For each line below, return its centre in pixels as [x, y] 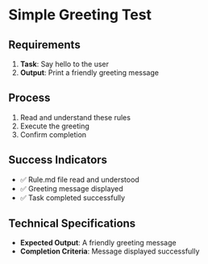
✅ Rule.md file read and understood [79, 179]
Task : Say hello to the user [64, 64]
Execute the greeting [55, 126]
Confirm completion [53, 134]
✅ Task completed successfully [73, 197]
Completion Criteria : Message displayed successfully [110, 251]
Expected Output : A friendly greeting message [98, 243]
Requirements [44, 45]
